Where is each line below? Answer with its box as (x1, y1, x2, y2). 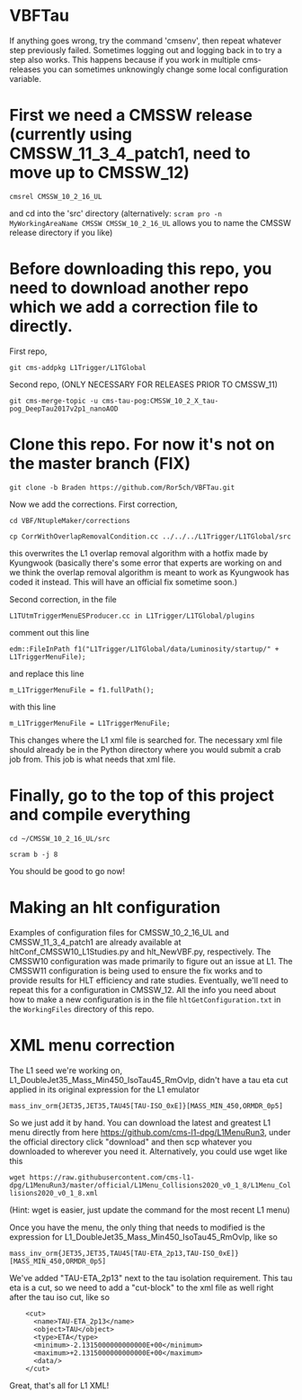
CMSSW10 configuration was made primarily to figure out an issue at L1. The (9, 955, 293, 966)
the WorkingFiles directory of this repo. (9, 1003, 155, 1014)
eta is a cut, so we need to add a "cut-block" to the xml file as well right (9, 1282, 274, 1293)
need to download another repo (9, 278, 249, 298)
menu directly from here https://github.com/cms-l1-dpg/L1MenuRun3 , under (9, 1126, 291, 1137)
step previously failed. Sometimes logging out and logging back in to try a (9, 44, 282, 55)
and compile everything (9, 804, 191, 825)
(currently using (9, 124, 133, 145)
